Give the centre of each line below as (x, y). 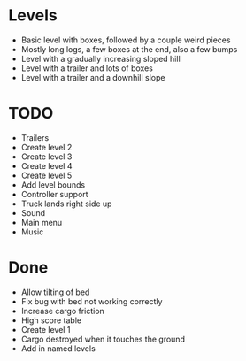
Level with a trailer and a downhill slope (93, 77)
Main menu (42, 222)
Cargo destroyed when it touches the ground (103, 339)
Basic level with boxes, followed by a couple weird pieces (126, 40)
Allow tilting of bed (55, 292)
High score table (51, 320)
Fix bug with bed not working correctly (92, 301)
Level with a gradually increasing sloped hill (100, 58)
